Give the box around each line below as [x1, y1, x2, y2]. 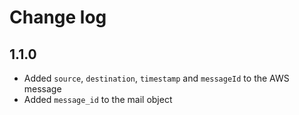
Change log [9, 6, 107, 29]
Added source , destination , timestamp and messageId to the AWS [23, 72, 290, 84]
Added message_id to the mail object [23, 94, 173, 105]
